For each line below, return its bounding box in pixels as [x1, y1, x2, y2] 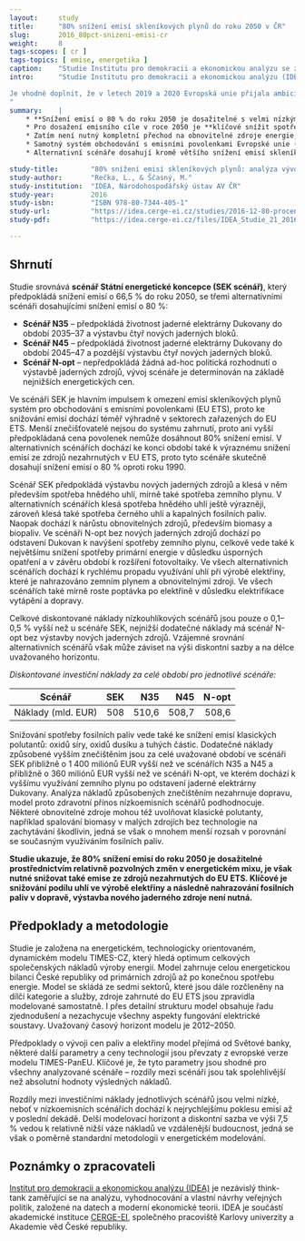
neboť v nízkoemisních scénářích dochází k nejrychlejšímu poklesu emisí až [9, 1103, 293, 1115]
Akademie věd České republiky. [9, 1221, 128, 1233]
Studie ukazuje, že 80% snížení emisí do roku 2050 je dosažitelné [9, 853, 263, 864]
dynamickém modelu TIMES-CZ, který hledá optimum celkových [9, 952, 251, 963]
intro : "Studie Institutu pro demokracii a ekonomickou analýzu [9, 73, 279, 82]
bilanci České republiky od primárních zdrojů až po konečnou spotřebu [9, 971, 275, 983]
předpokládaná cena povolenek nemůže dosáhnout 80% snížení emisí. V [9, 432, 282, 443]
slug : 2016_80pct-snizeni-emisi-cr [9, 30, 169, 39]
